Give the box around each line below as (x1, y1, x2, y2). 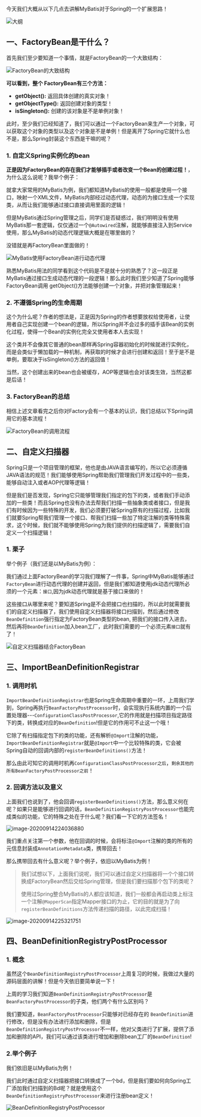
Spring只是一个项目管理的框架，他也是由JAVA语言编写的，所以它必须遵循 (6, 463, 187, 471)
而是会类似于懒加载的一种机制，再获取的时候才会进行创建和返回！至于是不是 (6, 348, 195, 356)
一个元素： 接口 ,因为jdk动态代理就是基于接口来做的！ (16, 587, 145, 594)
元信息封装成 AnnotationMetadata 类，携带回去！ (6, 845, 123, 852)
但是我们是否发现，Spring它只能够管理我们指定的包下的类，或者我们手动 (6, 491, 185, 499)
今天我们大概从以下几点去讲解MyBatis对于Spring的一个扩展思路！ (6, 5, 169, 12)
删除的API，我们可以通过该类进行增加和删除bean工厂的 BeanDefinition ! (16, 1033, 192, 1040)
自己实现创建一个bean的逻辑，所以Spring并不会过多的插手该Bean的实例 (16, 321, 194, 328)
